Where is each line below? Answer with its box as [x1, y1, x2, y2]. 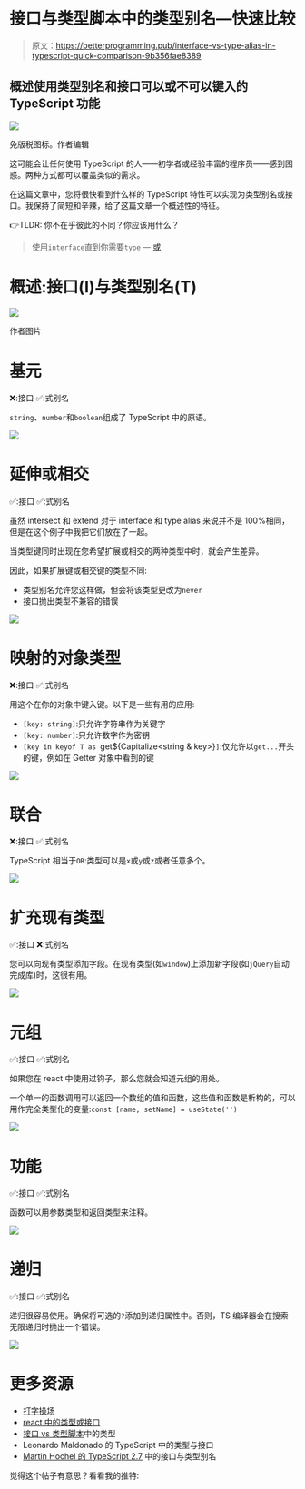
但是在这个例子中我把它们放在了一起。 [9, 526, 152, 537]
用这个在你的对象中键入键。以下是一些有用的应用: [9, 698, 195, 709]
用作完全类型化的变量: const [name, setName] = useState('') [9, 1104, 238, 1115]
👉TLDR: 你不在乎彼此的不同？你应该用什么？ [9, 219, 180, 230]
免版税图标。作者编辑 [9, 138, 89, 150]
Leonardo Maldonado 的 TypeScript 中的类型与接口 [22, 1440, 214, 1451]
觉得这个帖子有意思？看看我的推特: [9, 1470, 140, 1481]
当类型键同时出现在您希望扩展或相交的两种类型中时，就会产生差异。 [9, 546, 264, 557]
